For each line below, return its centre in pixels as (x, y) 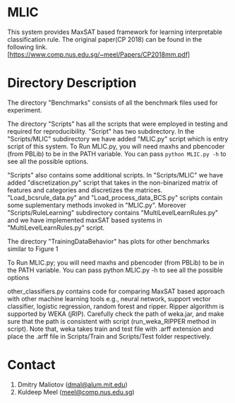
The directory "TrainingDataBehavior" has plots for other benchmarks (109, 241)
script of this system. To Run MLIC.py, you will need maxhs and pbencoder (116, 146)
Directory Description (72, 83)
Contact (31, 365)
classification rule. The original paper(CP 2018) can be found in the (105, 39)
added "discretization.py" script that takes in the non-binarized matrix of (113, 182)
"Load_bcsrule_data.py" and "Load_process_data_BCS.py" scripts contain (115, 197)
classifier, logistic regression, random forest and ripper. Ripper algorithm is (116, 306)
